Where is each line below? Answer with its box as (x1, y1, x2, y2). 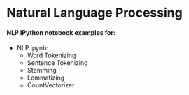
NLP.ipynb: (16, 44, 49, 52)
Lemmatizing (27, 73, 65, 82)
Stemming (27, 66, 57, 75)
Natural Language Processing (6, 5, 183, 21)
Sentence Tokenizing (27, 59, 88, 67)
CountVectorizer (27, 81, 75, 89)
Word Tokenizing (27, 51, 76, 60)
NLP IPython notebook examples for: (6, 28, 116, 36)
